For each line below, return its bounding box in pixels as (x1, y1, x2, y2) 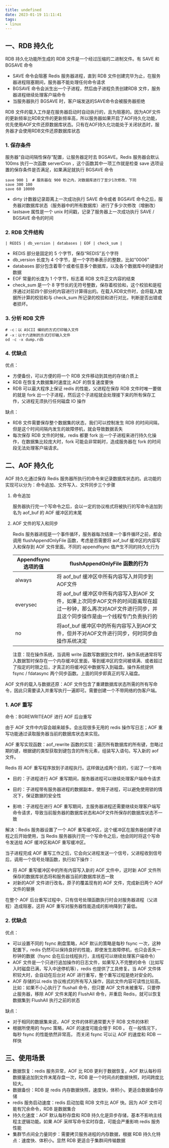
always (15, 577, 32, 584)
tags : (5, 17, 17, 22)
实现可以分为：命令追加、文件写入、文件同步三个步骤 (5, 482, 116, 488)
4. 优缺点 (5, 350, 27, 357)
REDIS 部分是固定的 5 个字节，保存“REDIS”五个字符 (12, 250, 119, 256)
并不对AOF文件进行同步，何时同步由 (71, 630, 158, 637)
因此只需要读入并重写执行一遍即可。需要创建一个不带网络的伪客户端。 (14, 688, 159, 694)
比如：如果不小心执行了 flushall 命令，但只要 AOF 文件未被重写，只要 (12, 984, 156, 990)
